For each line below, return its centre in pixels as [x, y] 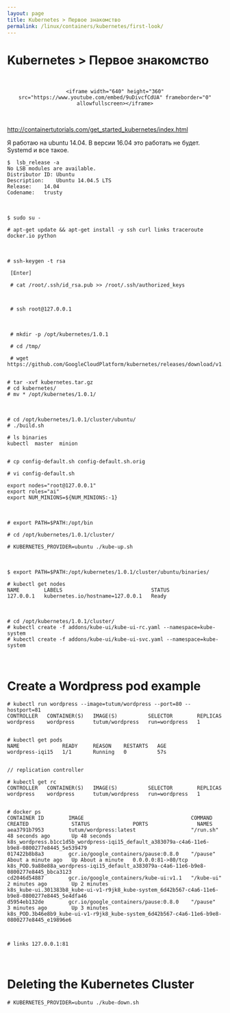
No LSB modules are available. [52, 169]
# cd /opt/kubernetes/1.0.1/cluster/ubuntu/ [72, 420]
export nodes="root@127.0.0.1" [52, 486]
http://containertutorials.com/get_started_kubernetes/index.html [98, 130]
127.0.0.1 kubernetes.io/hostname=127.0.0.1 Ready [87, 596]
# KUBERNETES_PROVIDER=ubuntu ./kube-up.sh [70, 547]
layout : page [26, 13]
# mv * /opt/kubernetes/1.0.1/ [52, 395]
